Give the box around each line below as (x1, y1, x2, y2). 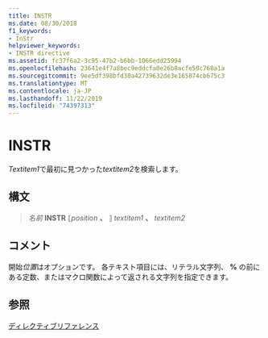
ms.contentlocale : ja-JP (8, 86, 92, 95)
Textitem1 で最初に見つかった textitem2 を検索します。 (8, 165, 183, 174)
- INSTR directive (8, 49, 70, 57)
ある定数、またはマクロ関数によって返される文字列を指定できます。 (8, 272, 233, 282)
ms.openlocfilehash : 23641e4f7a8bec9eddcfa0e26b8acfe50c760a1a (8, 65, 225, 73)
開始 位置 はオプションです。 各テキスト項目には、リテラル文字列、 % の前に (8, 261, 261, 271)
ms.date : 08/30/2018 (8, 19, 78, 27)
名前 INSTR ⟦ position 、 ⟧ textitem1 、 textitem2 (27, 213, 186, 223)
